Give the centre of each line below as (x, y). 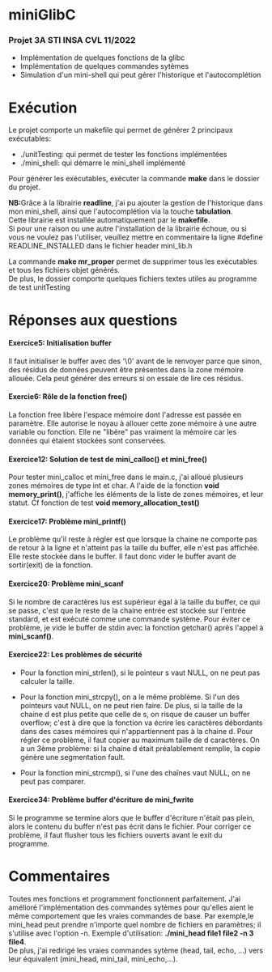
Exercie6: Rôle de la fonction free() (68, 397)
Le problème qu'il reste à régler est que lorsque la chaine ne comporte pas (133, 539)
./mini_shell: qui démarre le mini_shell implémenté (103, 163)
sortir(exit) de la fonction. (51, 565)
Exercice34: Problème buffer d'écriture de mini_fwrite (101, 800)
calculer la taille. (47, 681)
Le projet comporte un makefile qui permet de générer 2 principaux (121, 130)
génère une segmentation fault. (72, 757)
